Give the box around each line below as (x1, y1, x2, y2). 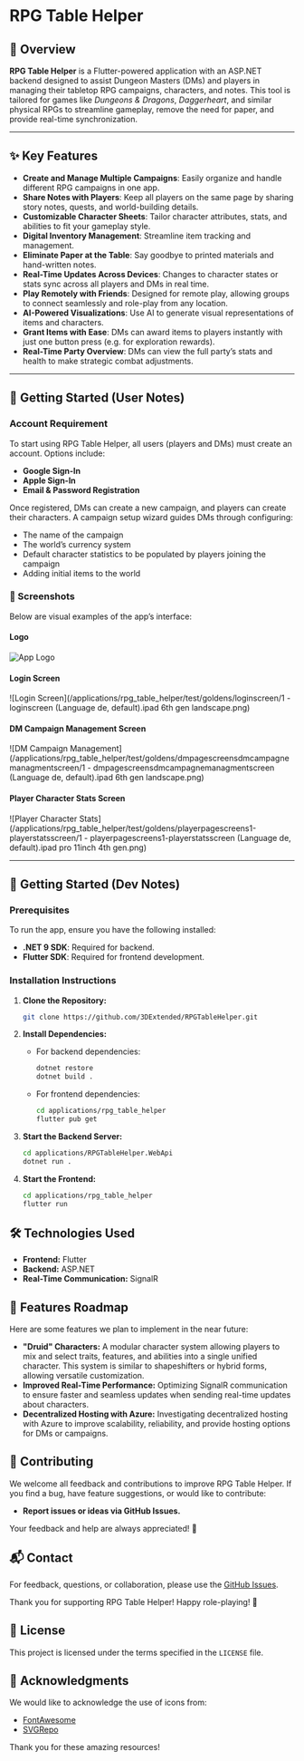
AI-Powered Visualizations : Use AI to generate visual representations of (22, 307, 294, 318)
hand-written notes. (22, 259, 97, 270)
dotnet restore (35, 1064, 93, 1073)
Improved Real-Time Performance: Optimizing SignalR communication (22, 1379, 288, 1391)
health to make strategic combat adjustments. (22, 355, 194, 366)
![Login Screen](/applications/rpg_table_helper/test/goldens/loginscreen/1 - (9, 692, 291, 703)
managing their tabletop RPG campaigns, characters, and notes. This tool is (9, 85, 291, 95)
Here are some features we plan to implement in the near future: (9, 1324, 249, 1335)
